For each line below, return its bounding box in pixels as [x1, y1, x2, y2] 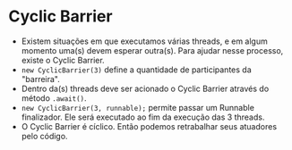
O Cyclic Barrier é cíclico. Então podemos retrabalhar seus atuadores [21, 121, 278, 131]
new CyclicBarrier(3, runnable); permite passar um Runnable [21, 102, 254, 112]
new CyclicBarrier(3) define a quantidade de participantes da [21, 64, 252, 75]
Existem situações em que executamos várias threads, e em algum [21, 36, 268, 46]
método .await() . [21, 92, 87, 104]
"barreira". [21, 73, 60, 84]
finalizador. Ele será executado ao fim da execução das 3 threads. [21, 112, 265, 122]
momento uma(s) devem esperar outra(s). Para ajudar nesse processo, [21, 45, 284, 55]
